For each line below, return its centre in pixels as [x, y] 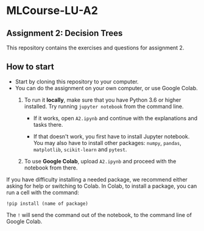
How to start [30, 67]
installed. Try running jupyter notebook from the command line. [104, 106]
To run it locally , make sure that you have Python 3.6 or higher [103, 100]
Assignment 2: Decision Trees [65, 33]
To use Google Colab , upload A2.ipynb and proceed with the [100, 161]
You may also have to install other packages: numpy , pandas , [107, 143]
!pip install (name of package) [47, 204]
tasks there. [48, 124]
